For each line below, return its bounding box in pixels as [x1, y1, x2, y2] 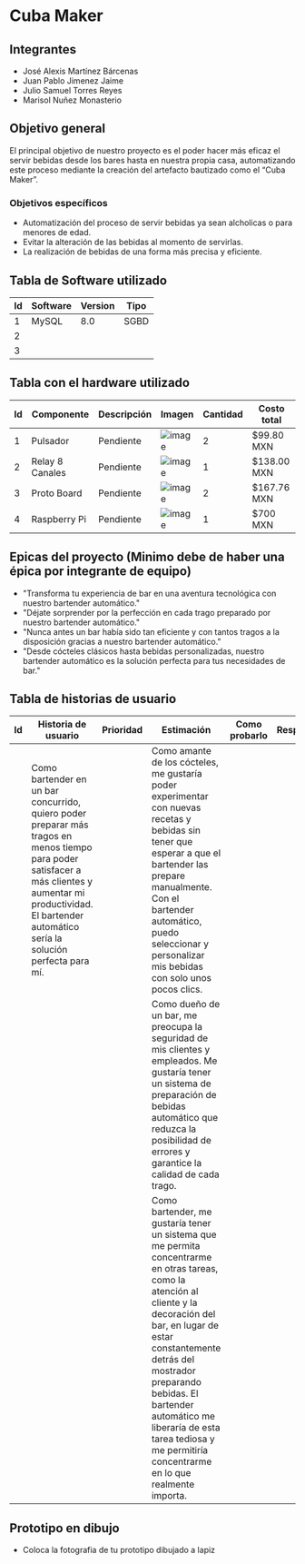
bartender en [31, 773, 87, 786]
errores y [151, 1145, 191, 1158]
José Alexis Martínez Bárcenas [22, 65, 139, 76]
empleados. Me [151, 1054, 218, 1067]
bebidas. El [151, 1387, 199, 1400]
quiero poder [31, 807, 87, 820]
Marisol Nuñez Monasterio [22, 94, 123, 105]
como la [151, 1273, 186, 1286]
